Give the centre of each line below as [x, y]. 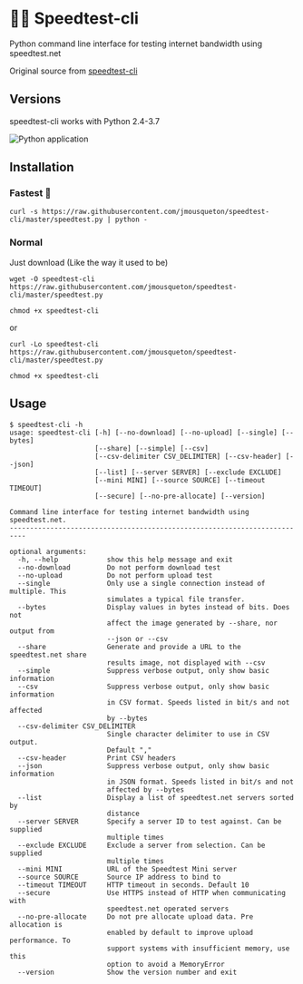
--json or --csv [137, 638]
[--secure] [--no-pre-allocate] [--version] [180, 496]
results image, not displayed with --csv [186, 662]
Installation [42, 167]
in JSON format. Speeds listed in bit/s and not [200, 782]
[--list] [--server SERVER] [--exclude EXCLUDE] [188, 472]
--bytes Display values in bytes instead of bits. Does [154, 607]
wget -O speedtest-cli [52, 279]
